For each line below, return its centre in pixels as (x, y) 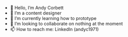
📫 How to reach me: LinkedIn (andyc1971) (54, 29)
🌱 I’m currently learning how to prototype (53, 18)
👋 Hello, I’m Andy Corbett (37, 8)
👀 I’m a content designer (36, 13)
